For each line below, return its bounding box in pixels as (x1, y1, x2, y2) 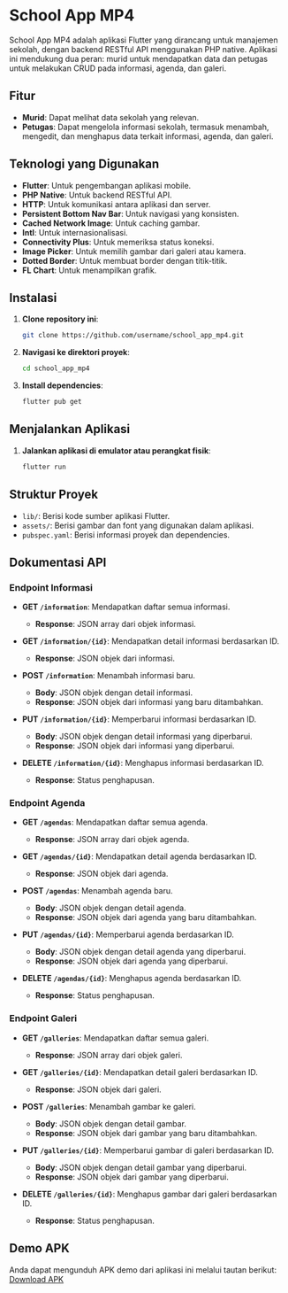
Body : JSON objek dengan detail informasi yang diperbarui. (34, 732, 254, 742)
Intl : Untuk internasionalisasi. (21, 227, 128, 237)
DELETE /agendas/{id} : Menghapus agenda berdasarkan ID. (21, 973, 242, 984)
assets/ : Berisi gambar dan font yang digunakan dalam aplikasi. (21, 520, 254, 530)
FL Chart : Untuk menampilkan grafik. (21, 265, 157, 275)
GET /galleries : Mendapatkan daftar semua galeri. (21, 1033, 209, 1043)
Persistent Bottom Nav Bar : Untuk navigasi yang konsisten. (21, 208, 239, 219)
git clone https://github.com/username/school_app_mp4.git (21, 331, 245, 340)
